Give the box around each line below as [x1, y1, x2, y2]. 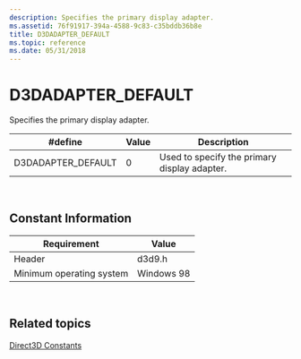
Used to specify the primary [159, 151, 278, 164]
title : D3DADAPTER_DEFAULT [9, 30, 110, 38]
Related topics [9, 316, 91, 331]
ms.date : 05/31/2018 [9, 47, 87, 56]
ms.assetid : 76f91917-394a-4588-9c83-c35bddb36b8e [9, 21, 202, 30]
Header [13, 252, 46, 265]
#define [47, 136, 83, 149]
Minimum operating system [13, 267, 129, 279]
